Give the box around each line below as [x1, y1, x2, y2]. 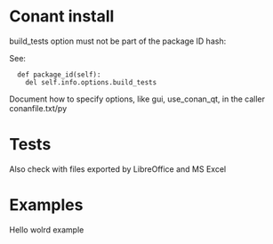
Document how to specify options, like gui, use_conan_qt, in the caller [9, 94, 265, 104]
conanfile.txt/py [9, 102, 68, 113]
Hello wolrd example [9, 224, 84, 235]
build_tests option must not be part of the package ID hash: [9, 36, 227, 46]
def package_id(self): [17, 69, 101, 79]
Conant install [9, 6, 115, 27]
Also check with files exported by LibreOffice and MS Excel [9, 163, 227, 175]
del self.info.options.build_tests [25, 77, 157, 86]
